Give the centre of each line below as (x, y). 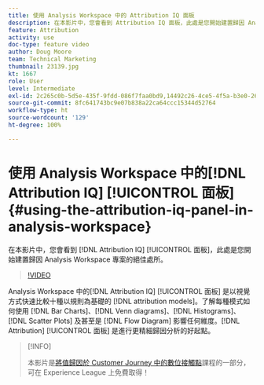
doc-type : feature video (49, 45)
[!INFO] (39, 346)
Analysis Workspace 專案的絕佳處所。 (106, 259)
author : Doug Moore (40, 52)
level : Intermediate (42, 88)
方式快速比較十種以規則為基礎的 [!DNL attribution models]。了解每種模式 (126, 301)
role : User (26, 81)
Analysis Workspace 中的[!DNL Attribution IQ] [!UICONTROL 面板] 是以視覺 (129, 291)
